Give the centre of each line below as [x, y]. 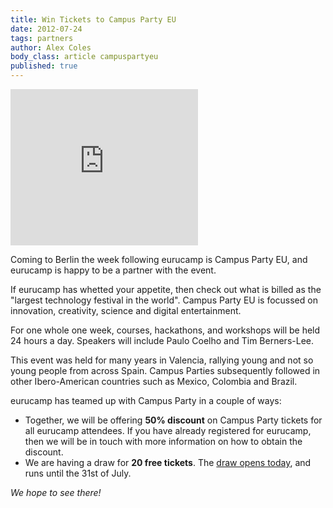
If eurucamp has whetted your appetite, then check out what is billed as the [166, 289]
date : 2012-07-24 [46, 29]
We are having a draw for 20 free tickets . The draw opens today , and [168, 462]
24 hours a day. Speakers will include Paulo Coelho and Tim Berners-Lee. [162, 340]
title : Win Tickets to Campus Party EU [93, 19]
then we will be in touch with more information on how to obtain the [163, 441]
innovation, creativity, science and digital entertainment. [126, 310]
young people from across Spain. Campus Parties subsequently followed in [165, 370]
